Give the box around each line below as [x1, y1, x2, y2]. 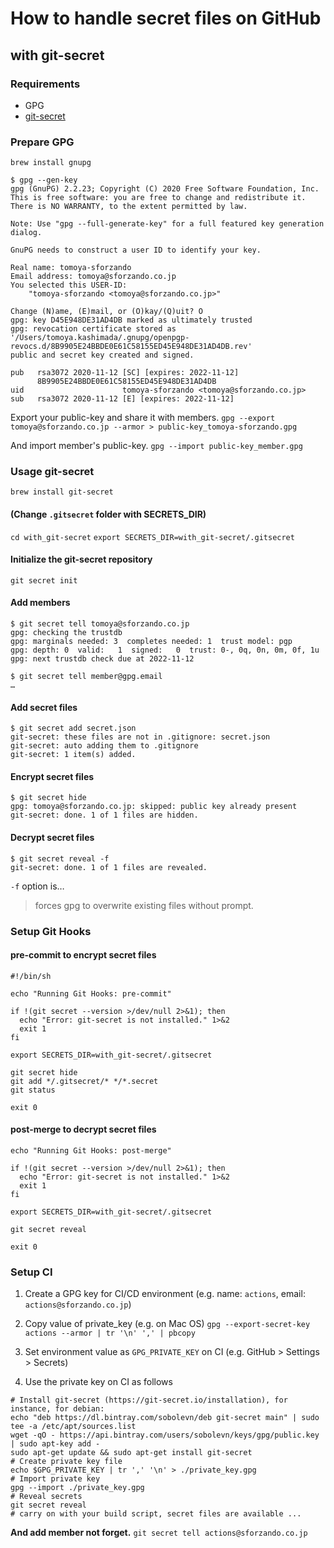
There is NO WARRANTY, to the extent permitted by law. [10, 202, 248, 212]
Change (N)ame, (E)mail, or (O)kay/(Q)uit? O [10, 307, 203, 317]
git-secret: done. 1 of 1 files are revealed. [10, 862, 208, 872]
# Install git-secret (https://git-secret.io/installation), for [10, 1395, 288, 1406]
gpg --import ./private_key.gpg [10, 1483, 145, 1493]
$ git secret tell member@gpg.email [10, 672, 163, 682]
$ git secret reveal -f [10, 853, 110, 864]
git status [10, 1085, 56, 1095]
